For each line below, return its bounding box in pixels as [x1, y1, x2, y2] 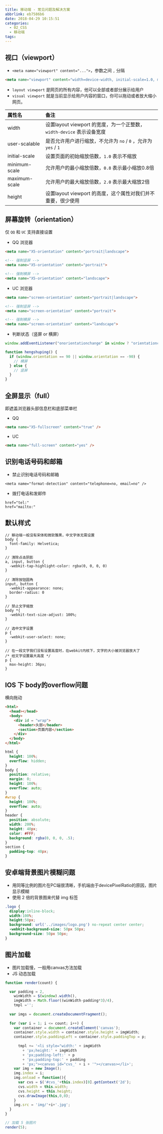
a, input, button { [5, 559, 45, 565]
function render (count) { [5, 980, 57, 985]
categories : [5, 20, 29, 26]
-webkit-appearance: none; [9, 586, 64, 591]
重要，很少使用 [45, 197, 80, 204]
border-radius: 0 [9, 590, 45, 595]
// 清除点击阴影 [5, 555, 33, 560]
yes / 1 [45, 144, 60, 151]
